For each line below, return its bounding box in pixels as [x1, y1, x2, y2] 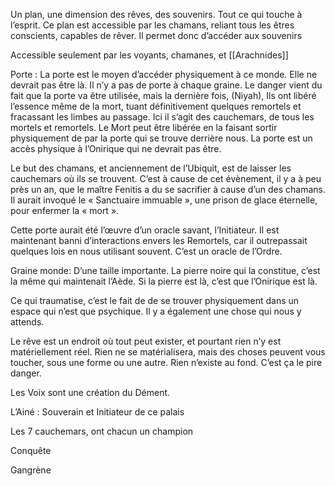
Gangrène [10, 464, 52, 476]
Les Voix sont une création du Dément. [10, 387, 171, 398]
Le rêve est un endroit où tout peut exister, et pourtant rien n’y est [10, 335, 282, 347]
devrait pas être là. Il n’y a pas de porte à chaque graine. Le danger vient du [10, 79, 323, 91]
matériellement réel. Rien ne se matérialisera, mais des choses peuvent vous [10, 346, 326, 358]
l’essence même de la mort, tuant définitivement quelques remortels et [10, 100, 302, 112]
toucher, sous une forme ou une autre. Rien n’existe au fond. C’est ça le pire [10, 357, 323, 368]
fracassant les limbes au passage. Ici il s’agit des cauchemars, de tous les [10, 111, 315, 123]
